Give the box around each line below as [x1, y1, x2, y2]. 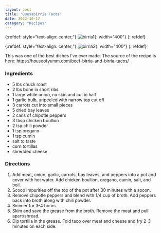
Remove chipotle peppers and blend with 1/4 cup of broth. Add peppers [12, 192, 156, 198]
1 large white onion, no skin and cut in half [12, 91, 96, 97]
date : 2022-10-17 [5, 16, 40, 21]
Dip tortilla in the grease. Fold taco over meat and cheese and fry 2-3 [12, 218, 151, 224]
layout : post [5, 7, 32, 12]
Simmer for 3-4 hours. [12, 202, 57, 208]
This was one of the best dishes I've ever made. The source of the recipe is [5, 53, 157, 59]
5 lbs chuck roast [12, 81, 47, 87]
